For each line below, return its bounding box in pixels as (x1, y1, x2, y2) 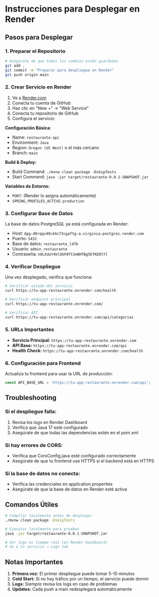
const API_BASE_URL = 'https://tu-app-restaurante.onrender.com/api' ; (5, 380, 151, 385)
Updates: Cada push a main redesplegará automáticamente (12, 586, 132, 592)
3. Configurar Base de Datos (5, 210, 73, 217)
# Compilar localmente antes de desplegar (5, 513, 92, 518)
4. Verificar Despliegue (5, 263, 61, 270)
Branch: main (12, 150, 38, 156)
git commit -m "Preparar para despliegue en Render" (5, 68, 114, 72)
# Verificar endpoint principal (5, 297, 71, 302)
